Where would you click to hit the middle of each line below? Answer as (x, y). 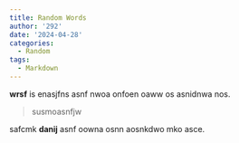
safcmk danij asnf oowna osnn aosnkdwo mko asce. (107, 129)
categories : (32, 43)
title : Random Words (48, 18)
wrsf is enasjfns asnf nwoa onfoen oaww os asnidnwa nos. (120, 94)
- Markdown (38, 69)
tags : (19, 60)
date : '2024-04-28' (46, 34)
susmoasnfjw (57, 111)
